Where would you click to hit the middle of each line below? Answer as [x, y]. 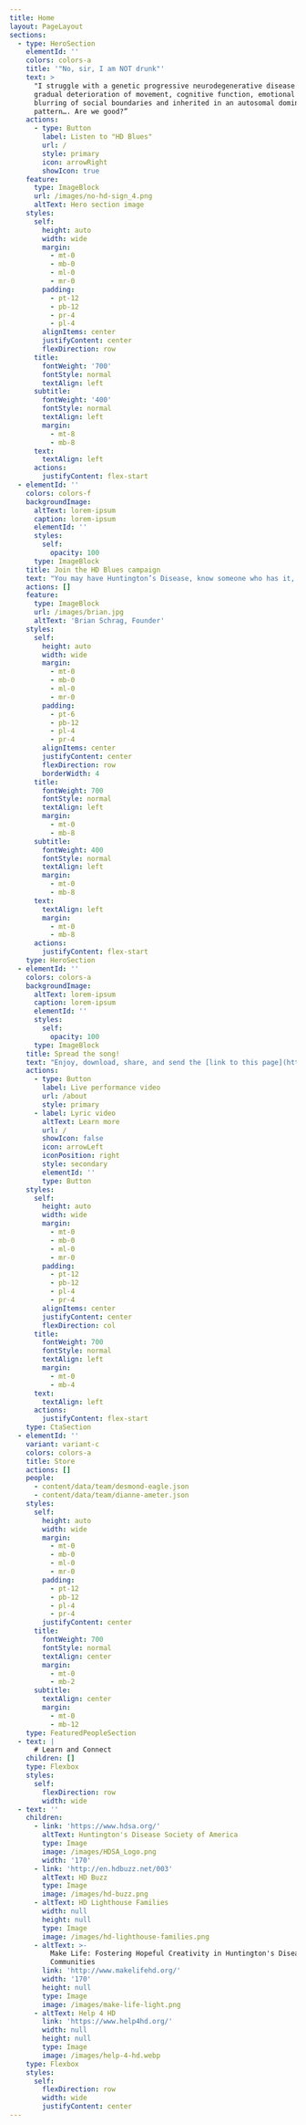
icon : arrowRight [75, 162]
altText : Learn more [81, 1121]
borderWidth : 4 [71, 773]
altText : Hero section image [89, 205]
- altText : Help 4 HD [75, 2013]
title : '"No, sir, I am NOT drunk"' [96, 69]
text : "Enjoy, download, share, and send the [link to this [142, 1062]
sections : [28, 35]
